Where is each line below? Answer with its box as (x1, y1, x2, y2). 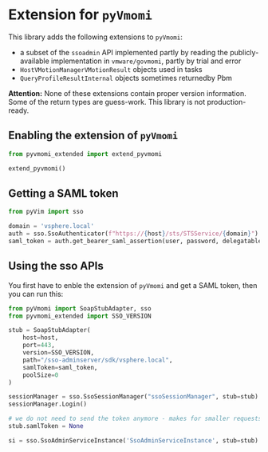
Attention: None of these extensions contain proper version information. (8, 88, 246, 98)
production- (207, 97, 246, 106)
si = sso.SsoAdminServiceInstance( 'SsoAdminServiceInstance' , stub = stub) (8, 436, 259, 445)
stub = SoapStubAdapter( (8, 326, 91, 334)
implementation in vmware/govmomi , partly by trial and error (50, 56, 242, 66)
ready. (8, 106, 30, 115)
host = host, (22, 334, 59, 342)
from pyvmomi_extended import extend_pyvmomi (8, 150, 162, 158)
